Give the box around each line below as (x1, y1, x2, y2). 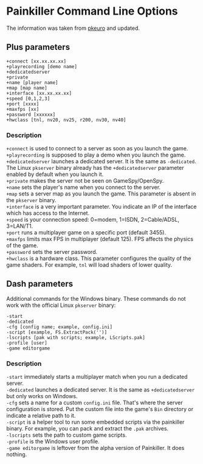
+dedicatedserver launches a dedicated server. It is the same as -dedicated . (6, 158, 196, 165)
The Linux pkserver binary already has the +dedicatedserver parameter (6, 164, 184, 172)
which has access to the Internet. (6, 209, 90, 217)
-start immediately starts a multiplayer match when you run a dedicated (6, 373, 188, 381)
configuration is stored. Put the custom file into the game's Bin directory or (6, 406, 193, 413)
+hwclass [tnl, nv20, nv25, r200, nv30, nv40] (6, 117, 126, 123)
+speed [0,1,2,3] (6, 96, 50, 102)
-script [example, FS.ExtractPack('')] (6, 329, 108, 336)
